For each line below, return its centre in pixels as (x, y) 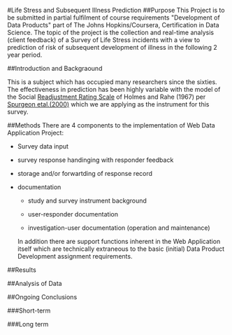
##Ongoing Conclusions (42, 297)
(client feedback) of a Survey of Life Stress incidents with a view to (104, 40)
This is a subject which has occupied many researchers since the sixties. (113, 82)
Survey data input (43, 146)
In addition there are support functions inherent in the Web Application (119, 241)
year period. (25, 55)
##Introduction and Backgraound (55, 68)
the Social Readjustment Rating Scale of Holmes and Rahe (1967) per (107, 97)
